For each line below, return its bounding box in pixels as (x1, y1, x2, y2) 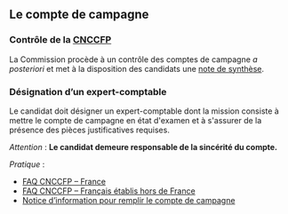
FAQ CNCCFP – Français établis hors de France (21, 186, 196, 196)
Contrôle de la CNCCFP (9, 34, 112, 46)
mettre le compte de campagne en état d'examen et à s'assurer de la (9, 115, 262, 125)
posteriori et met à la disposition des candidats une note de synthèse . (9, 63, 265, 74)
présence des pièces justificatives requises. (9, 124, 171, 135)
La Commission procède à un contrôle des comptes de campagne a (9, 53, 258, 65)
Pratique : (9, 159, 45, 170)
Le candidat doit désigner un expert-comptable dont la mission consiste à (9, 106, 280, 116)
